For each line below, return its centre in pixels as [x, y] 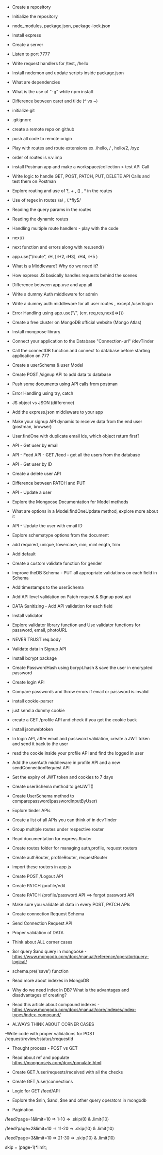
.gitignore [22, 120]
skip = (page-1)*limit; [26, 1147]
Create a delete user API [36, 473]
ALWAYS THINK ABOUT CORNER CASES [53, 1024]
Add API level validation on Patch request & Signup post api [71, 597]
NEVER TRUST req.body [36, 639]
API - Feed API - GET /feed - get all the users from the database [76, 455]
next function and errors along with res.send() [58, 247]
